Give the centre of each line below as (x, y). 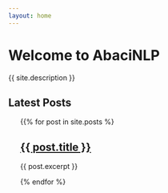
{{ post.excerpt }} (49, 167)
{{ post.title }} (56, 147)
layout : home (30, 16)
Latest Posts (40, 102)
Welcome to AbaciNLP (84, 55)
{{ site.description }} (42, 78)
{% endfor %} (43, 182)
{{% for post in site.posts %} (67, 122)
